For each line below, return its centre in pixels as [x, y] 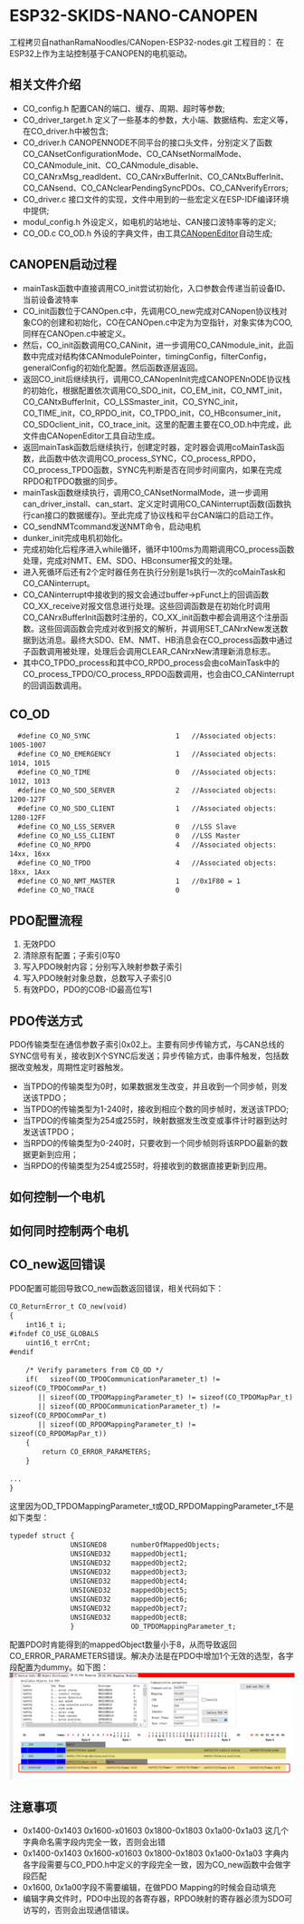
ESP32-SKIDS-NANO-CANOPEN [133, 16]
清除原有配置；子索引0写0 [71, 956]
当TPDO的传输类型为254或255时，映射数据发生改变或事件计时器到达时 [155, 1120]
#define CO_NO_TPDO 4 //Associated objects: [147, 863]
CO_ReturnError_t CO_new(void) [68, 1306]
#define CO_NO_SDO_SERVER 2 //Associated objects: [147, 790]
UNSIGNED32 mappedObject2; [129, 1563]
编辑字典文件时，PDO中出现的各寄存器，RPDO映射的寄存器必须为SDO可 [157, 1899]
